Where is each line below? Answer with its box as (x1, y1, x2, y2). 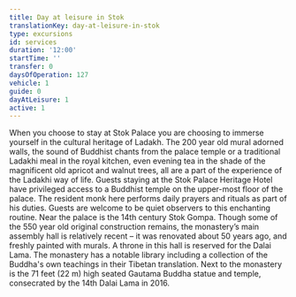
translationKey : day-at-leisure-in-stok (9, 21, 161, 30)
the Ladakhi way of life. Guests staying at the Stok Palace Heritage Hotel (9, 174, 273, 186)
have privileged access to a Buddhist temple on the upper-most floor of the (9, 184, 284, 194)
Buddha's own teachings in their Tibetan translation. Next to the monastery (9, 259, 283, 270)
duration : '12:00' (9, 46, 77, 55)
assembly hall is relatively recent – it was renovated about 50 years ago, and (9, 231, 287, 241)
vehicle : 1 (9, 79, 49, 88)
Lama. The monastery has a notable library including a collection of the (9, 249, 268, 261)
